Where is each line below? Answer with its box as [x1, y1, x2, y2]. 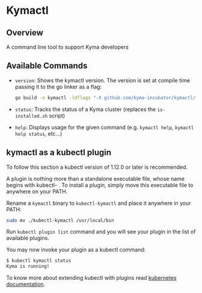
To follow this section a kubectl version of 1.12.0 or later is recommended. [6, 163, 188, 171]
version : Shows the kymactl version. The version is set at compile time [14, 76, 191, 84]
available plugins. [6, 235, 49, 242]
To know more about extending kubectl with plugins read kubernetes [6, 274, 177, 282]
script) [49, 112, 66, 119]
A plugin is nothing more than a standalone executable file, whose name [6, 175, 185, 182]
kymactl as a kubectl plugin [6, 148, 111, 158]
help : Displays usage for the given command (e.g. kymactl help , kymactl [14, 124, 194, 131]
